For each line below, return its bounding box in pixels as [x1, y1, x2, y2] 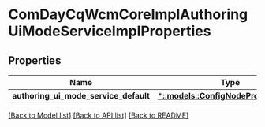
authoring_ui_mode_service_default [12, 91, 150, 101]
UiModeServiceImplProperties [8, 22, 211, 40]
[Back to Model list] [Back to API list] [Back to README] [8, 110, 189, 120]
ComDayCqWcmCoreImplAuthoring [8, 6, 248, 24]
